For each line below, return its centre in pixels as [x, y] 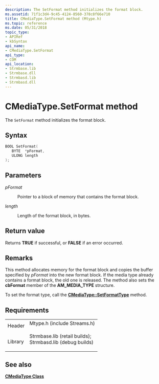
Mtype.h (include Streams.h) [62, 323]
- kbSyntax [16, 42]
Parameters [23, 176]
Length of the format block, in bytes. [54, 215]
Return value [25, 231]
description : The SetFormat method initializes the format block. [74, 10]
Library [16, 341]
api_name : [15, 46]
